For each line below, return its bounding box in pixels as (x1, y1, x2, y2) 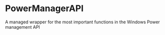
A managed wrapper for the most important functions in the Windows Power (5, 19, 160, 25)
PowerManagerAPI (5, 3, 84, 14)
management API (5, 24, 40, 30)
